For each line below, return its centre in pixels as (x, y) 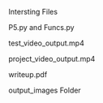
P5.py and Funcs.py (41, 27)
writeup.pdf (28, 75)
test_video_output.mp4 (47, 43)
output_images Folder (45, 90)
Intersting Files (33, 12)
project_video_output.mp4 (52, 59)
